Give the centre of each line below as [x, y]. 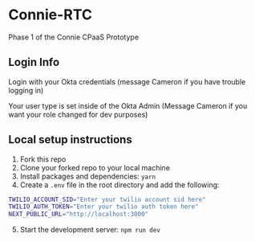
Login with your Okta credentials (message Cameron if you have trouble [127, 81]
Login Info [34, 62]
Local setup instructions [70, 139]
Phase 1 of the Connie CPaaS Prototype [73, 37]
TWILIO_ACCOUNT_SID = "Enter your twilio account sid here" [107, 199]
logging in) [26, 90]
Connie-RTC [51, 15]
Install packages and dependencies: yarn [88, 176]
